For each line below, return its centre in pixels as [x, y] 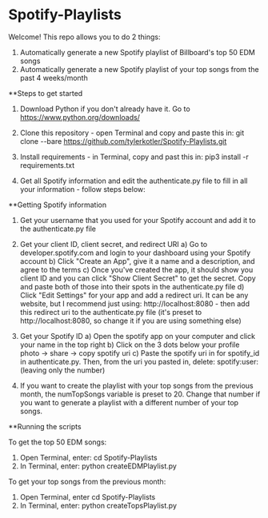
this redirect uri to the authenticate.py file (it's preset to [111, 312]
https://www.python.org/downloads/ [80, 117]
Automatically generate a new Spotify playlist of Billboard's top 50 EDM [138, 52]
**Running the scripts [45, 426]
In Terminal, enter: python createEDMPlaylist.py [98, 466]
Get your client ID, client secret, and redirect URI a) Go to [114, 244]
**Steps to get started [46, 93]
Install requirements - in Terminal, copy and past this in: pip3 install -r [134, 157]
